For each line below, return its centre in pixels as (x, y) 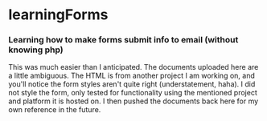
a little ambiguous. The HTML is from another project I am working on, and (131, 76)
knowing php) (36, 50)
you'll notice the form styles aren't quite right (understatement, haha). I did (132, 84)
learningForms (58, 15)
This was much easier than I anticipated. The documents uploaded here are (133, 67)
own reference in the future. (55, 110)
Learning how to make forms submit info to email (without (123, 40)
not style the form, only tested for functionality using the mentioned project (133, 93)
